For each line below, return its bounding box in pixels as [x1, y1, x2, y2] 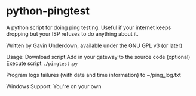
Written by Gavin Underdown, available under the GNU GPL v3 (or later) [6, 42, 183, 49]
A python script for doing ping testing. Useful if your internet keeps [6, 24, 171, 31]
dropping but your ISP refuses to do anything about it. [6, 30, 139, 37]
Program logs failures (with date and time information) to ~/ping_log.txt [6, 71, 181, 78]
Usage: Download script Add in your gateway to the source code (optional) [6, 53, 191, 60]
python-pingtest [6, 4, 90, 18]
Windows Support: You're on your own [6, 82, 102, 90]
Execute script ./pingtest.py [6, 60, 78, 67]
